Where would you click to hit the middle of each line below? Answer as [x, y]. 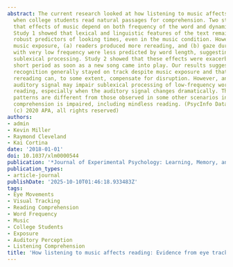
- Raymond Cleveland [37, 136]
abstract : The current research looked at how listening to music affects [118, 14]
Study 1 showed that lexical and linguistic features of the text [111, 33]
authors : [20, 117]
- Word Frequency [32, 214]
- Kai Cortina [28, 143]
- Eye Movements [31, 195]
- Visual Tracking [34, 201]
